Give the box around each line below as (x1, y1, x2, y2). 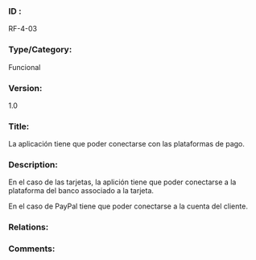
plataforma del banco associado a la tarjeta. (8, 186, 155, 196)
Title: (8, 121, 30, 132)
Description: (8, 159, 58, 171)
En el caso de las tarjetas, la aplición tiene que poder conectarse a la (8, 177, 237, 187)
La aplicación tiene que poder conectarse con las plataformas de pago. (8, 139, 246, 149)
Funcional (8, 62, 41, 72)
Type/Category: (8, 44, 72, 56)
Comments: (8, 243, 56, 254)
